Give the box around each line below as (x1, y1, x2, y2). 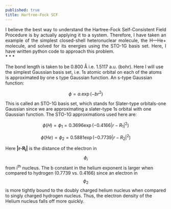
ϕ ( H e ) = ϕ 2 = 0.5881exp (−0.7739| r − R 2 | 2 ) (40, 133, 131, 141)
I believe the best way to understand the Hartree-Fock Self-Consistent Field (5, 26, 166, 32)
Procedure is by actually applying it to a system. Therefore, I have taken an (5, 32, 166, 38)
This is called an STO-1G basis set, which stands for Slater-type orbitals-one (5, 100, 166, 107)
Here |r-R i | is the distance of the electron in (5, 145, 97, 153)
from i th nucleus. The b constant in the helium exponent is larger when (5, 163, 153, 171)
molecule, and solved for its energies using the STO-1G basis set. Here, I (5, 43, 166, 49)
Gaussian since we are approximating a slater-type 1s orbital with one (5, 106, 152, 112)
